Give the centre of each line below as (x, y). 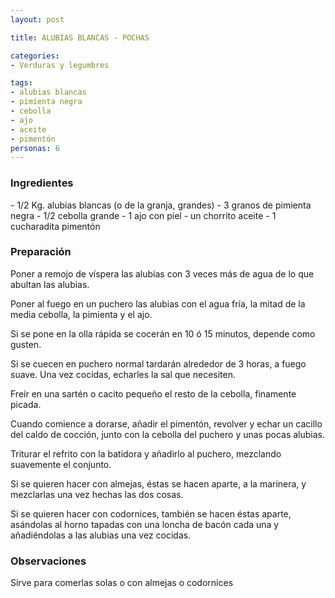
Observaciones (48, 561)
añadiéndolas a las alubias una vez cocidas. (101, 535)
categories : (35, 56)
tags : (21, 83)
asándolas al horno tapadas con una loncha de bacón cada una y (145, 524)
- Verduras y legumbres (60, 65)
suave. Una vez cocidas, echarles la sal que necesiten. (123, 374)
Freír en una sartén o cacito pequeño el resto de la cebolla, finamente (153, 393)
